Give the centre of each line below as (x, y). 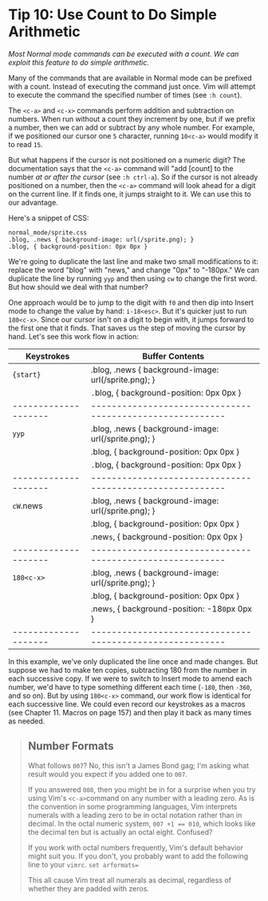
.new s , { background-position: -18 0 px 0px (171, 608)
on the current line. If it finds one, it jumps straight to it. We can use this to (130, 194)
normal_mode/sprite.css (48, 232)
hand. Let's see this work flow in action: (74, 336)
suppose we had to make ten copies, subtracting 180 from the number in (128, 670)
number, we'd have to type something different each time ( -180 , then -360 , (130, 687)
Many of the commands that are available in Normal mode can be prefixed (130, 78)
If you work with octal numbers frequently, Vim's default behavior (135, 847)
